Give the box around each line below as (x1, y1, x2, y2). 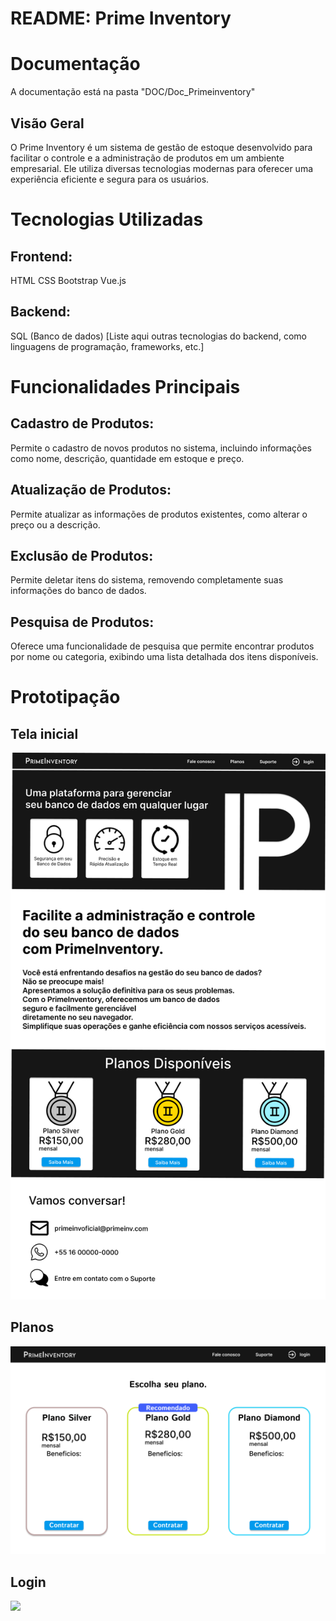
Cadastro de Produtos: (10, 415, 155, 432)
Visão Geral (10, 115, 85, 132)
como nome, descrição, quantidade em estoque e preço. (10, 452, 245, 464)
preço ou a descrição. (10, 518, 101, 531)
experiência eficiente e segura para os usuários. (10, 173, 210, 185)
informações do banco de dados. (10, 585, 147, 597)
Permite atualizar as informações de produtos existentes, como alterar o (10, 508, 308, 520)
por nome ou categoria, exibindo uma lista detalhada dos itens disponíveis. (10, 651, 319, 663)
